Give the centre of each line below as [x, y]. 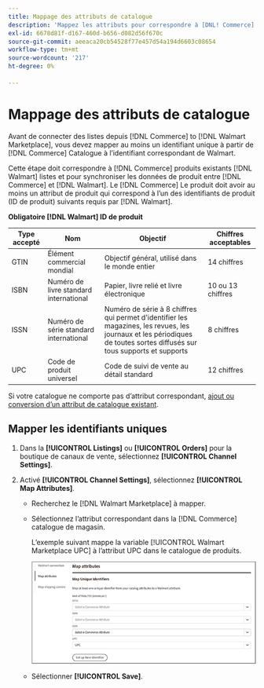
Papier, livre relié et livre [143, 286]
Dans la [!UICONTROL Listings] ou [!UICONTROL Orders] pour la [126, 448]
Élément [61, 254]
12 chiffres [225, 370]
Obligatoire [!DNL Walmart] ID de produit [75, 217]
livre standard [70, 290]
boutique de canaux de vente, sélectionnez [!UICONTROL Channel [128, 456]
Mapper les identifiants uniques [88, 429]
